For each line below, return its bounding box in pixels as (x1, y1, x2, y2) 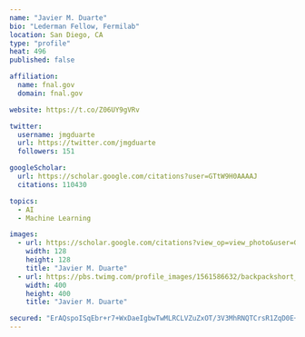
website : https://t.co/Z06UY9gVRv (9, 105, 141, 114)
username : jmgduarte (17, 130, 95, 139)
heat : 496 (9, 47, 47, 56)
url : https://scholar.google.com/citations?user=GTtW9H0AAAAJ (17, 172, 258, 181)
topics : (9, 196, 39, 205)
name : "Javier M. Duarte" (9, 13, 107, 23)
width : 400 (25, 281, 67, 290)
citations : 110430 (17, 180, 88, 189)
